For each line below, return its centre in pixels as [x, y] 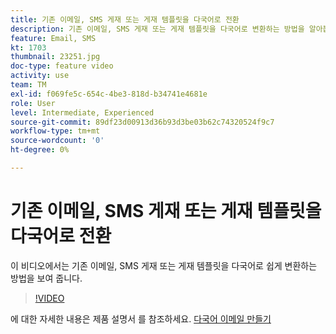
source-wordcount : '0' [57, 141]
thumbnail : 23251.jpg [55, 57]
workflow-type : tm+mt [55, 131]
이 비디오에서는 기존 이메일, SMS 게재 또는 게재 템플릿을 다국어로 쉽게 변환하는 [164, 265]
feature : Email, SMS [53, 38]
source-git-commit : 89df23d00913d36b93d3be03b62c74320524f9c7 [142, 122]
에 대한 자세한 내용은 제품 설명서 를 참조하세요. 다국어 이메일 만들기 [141, 318]
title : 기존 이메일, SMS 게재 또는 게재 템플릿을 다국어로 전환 [125, 19]
